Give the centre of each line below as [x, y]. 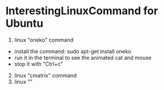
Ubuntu [24, 23]
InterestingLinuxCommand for [82, 11]
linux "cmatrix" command [45, 75]
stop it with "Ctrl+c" [38, 64]
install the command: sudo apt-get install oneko [73, 51]
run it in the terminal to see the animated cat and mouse [83, 57]
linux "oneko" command [44, 40]
